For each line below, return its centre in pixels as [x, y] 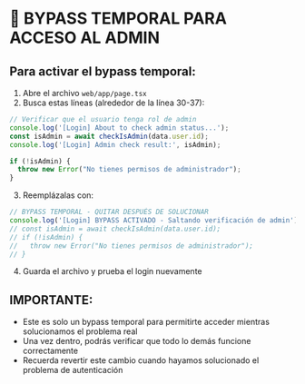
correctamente [50, 351]
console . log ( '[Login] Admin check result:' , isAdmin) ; [115, 144]
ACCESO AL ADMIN [85, 38]
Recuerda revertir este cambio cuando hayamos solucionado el [141, 360]
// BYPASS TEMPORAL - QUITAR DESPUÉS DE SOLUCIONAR [109, 212]
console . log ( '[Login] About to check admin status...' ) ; [119, 128]
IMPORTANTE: [51, 300]
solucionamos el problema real [80, 331]
